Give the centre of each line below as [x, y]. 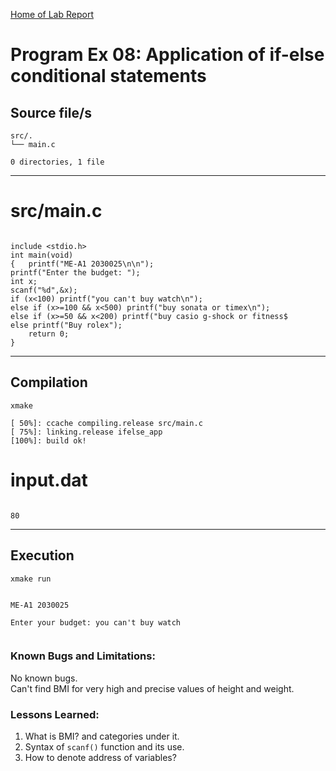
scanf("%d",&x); [44, 290]
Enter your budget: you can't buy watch [96, 622]
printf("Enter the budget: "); [75, 272]
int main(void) [42, 255]
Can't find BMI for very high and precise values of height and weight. [152, 688]
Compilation [49, 382]
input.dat [49, 480]
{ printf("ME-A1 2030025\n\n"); [82, 264]
